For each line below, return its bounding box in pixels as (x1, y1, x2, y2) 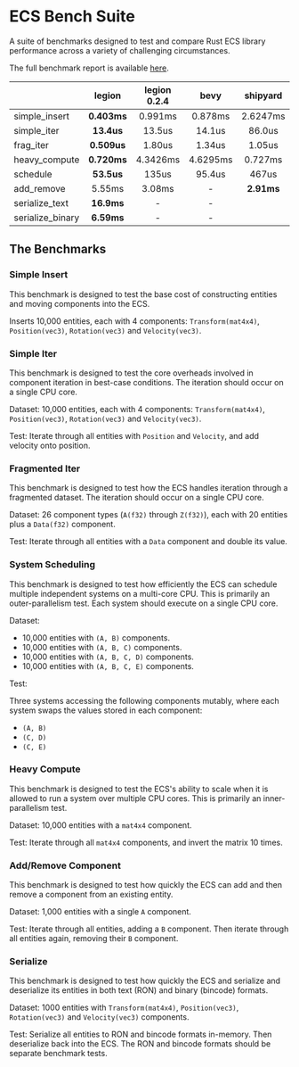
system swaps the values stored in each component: (9, 705, 203, 715)
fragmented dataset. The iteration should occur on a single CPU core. (9, 492, 264, 503)
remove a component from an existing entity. (9, 889, 174, 900)
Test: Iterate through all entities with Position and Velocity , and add (9, 430, 260, 441)
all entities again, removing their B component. (9, 933, 179, 944)
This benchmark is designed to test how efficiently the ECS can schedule (9, 578, 278, 590)
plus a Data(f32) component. (9, 519, 116, 530)
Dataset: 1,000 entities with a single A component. (9, 906, 191, 917)
